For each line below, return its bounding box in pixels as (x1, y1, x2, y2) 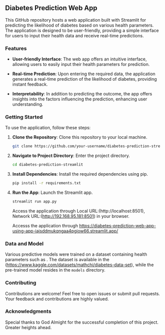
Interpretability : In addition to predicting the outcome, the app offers (12, 91, 153, 97)
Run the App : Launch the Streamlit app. (12, 189, 93, 196)
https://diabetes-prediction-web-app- (79, 222, 156, 228)
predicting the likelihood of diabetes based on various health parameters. (5, 22, 154, 28)
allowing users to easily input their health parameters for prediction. (12, 61, 150, 67)
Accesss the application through (12, 222, 78, 228)
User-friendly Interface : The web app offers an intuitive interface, (12, 56, 147, 62)
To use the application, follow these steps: (5, 125, 91, 131)
